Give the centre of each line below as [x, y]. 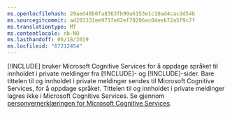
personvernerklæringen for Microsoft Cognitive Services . [89, 103]
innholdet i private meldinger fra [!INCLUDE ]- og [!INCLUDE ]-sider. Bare [111, 73]
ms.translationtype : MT [42, 27]
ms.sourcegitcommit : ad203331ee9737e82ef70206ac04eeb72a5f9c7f [101, 20]
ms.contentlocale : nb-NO [43, 33]
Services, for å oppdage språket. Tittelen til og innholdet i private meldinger [116, 88]
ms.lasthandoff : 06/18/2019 [48, 40]
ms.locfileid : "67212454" [45, 46]
